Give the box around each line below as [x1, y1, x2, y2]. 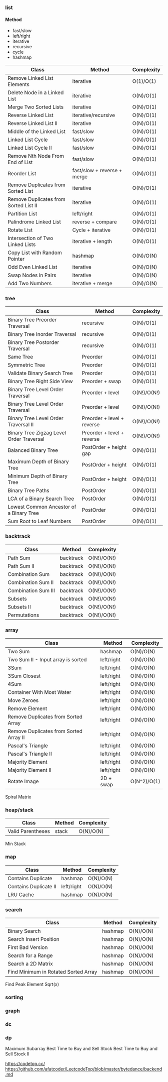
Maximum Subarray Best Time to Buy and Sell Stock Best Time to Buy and [5, 1045, 158, 1051]
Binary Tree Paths [7, 487, 49, 494]
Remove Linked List [7, 75, 53, 82]
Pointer [7, 256, 25, 263]
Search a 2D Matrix [7, 960, 53, 967]
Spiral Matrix [5, 794, 31, 800]
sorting [5, 994, 23, 1001]
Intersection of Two [7, 235, 53, 242]
